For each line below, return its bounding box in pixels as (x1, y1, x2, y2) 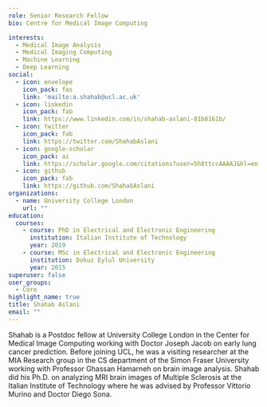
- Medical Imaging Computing (15, 49, 112, 57)
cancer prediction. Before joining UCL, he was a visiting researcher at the (8, 346, 249, 356)
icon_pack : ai (22, 152, 69, 160)
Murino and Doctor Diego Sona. (8, 389, 112, 399)
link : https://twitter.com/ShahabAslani (22, 137, 159, 145)
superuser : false (8, 271, 66, 279)
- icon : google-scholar (15, 144, 94, 152)
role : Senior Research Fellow (8, 11, 109, 20)
